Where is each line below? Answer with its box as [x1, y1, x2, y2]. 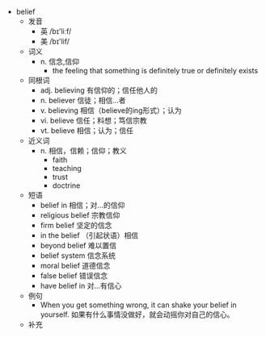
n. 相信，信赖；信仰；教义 [40, 146, 127, 156]
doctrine [52, 181, 81, 190]
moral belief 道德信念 [40, 261, 111, 270]
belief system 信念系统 [40, 251, 116, 260]
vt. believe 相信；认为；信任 [40, 126, 134, 135]
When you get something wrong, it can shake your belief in [40, 300, 237, 310]
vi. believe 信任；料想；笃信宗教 [40, 116, 147, 125]
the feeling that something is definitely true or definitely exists [52, 66, 259, 75]
